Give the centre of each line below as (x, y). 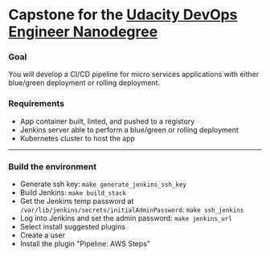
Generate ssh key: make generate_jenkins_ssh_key (103, 184)
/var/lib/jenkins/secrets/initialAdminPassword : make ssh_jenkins (132, 209)
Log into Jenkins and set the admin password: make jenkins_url (126, 218)
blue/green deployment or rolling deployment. (84, 83)
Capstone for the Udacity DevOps (123, 15)
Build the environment (53, 166)
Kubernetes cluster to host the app (77, 138)
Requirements (37, 104)
